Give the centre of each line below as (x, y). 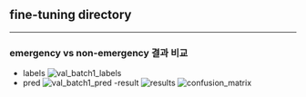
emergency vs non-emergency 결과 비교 (99, 53)
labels (34, 73)
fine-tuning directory (71, 15)
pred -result (81, 83)
